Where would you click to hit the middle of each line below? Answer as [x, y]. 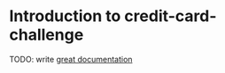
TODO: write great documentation [71, 59]
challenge [47, 35]
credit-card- [170, 16]
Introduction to [65, 16]
